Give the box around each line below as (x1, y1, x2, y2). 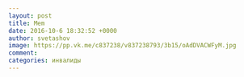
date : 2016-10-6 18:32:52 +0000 (8, 26, 117, 34)
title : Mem (8, 19, 45, 27)
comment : (8, 49, 38, 57)
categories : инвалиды (8, 57, 82, 65)
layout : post (8, 11, 53, 20)
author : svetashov (8, 34, 70, 43)
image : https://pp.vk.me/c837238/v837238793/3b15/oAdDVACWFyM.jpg (8, 42, 237, 50)
